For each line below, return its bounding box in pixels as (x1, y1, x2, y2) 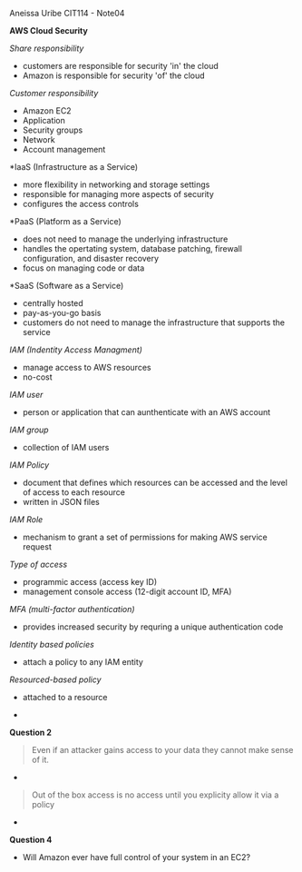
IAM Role (9, 514, 44, 525)
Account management (22, 144, 106, 154)
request (22, 541, 52, 552)
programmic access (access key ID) (22, 577, 157, 587)
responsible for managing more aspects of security (22, 189, 215, 199)
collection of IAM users (22, 442, 110, 452)
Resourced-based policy (9, 674, 102, 685)
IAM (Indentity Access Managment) (9, 344, 143, 355)
